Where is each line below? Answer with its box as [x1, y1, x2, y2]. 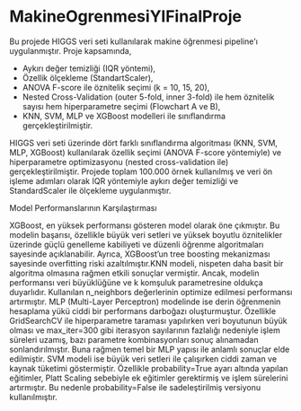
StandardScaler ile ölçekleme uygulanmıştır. [9, 185, 172, 196]
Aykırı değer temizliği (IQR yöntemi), [22, 63, 155, 74]
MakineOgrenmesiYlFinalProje [9, 6, 243, 27]
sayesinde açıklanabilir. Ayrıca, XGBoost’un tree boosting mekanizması [9, 249, 270, 259]
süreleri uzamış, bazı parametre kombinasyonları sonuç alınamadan [9, 334, 259, 345]
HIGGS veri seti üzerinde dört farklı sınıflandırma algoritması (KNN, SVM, [9, 137, 279, 148]
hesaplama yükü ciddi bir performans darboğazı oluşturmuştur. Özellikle [9, 305, 277, 316]
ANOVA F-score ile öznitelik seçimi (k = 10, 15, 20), [22, 82, 210, 92]
